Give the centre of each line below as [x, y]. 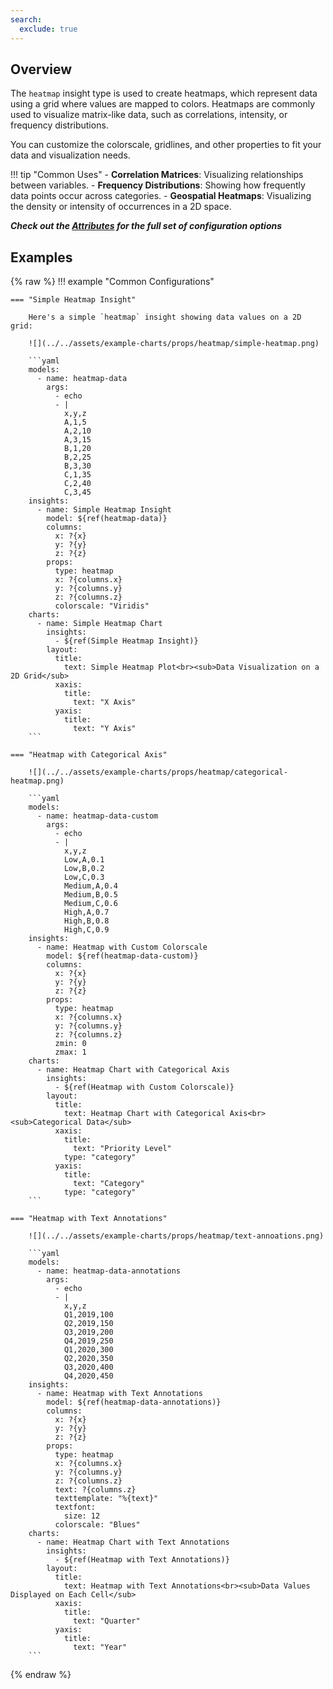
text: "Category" [109, 1184]
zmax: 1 [70, 1052]
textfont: [75, 1507]
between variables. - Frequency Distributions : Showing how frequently [158, 185]
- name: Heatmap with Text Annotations [119, 1394]
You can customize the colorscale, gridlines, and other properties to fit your [166, 145]
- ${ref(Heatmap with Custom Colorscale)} [144, 1087]
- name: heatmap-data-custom [97, 816]
